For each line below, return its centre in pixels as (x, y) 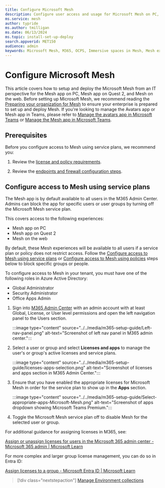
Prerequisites (26, 135)
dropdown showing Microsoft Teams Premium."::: (62, 407)
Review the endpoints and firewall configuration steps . (67, 171)
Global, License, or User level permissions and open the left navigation (84, 313)
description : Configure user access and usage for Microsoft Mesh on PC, (82, 14)
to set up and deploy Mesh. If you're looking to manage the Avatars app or (80, 109)
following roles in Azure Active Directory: (46, 278)
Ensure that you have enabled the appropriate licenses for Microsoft (81, 382)
